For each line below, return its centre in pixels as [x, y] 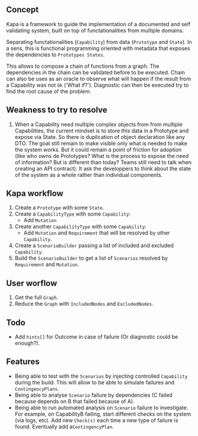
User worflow [32, 283]
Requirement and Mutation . [47, 264]
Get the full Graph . [36, 298]
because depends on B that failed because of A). [74, 401]
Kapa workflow [35, 193]
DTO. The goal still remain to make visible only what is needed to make [101, 143]
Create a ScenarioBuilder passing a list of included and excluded [94, 245]
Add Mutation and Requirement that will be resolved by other [97, 233]
